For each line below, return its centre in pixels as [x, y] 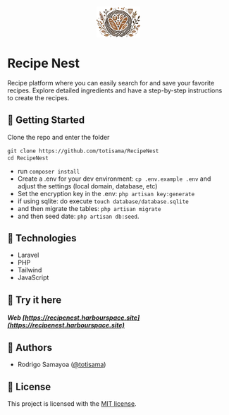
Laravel [28, 255]
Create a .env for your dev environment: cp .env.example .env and [114, 179]
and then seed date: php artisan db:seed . [78, 216]
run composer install [49, 171]
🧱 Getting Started [46, 120]
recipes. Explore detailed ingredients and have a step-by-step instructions [115, 90]
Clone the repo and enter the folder [58, 137]
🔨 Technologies [42, 238]
